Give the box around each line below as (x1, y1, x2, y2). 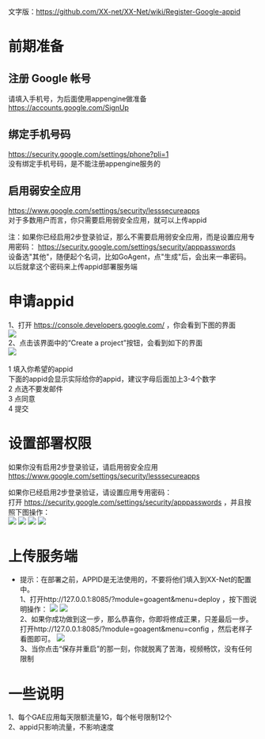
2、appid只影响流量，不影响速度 (8, 722, 115, 732)
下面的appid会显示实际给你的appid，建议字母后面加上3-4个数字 (8, 374, 217, 383)
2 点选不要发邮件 (8, 383, 63, 394)
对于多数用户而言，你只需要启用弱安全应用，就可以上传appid (8, 215, 207, 224)
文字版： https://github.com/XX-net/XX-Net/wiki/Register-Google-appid (8, 7, 241, 16)
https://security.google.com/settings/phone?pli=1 (8, 149, 169, 158)
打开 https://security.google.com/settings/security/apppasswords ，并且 (8, 497, 245, 507)
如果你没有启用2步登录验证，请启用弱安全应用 (8, 462, 158, 471)
